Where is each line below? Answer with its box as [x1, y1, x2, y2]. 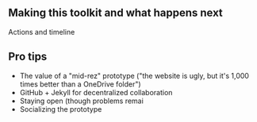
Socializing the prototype [19, 104, 102, 113]
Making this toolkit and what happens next [8, 6, 224, 20]
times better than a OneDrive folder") [19, 79, 141, 89]
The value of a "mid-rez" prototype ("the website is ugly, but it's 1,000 [19, 71, 250, 80]
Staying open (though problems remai [19, 96, 144, 105]
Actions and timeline [8, 27, 75, 36]
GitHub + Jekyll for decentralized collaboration [19, 87, 173, 97]
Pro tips [8, 50, 48, 64]
